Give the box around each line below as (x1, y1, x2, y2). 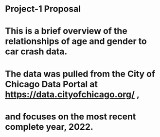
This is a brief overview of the (5, 26, 127, 37)
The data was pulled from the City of (5, 68, 156, 79)
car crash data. (5, 46, 68, 57)
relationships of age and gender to (5, 36, 147, 47)
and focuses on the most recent (5, 111, 136, 122)
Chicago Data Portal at (5, 78, 98, 90)
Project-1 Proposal (5, 3, 81, 15)
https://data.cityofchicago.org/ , (5, 89, 140, 100)
